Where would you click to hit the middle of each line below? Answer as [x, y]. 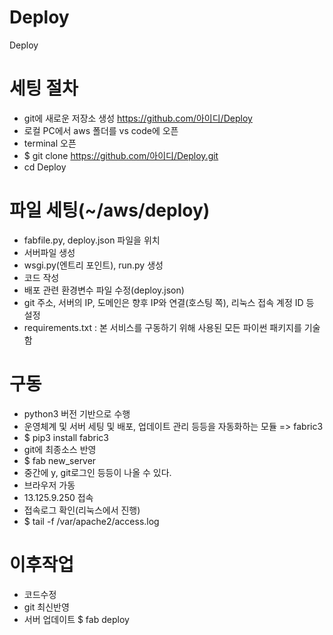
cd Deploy [45, 167]
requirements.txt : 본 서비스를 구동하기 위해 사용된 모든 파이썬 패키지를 [162, 327]
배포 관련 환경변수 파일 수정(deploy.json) [104, 290]
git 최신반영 [46, 607]
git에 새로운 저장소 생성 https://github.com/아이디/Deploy [138, 118]
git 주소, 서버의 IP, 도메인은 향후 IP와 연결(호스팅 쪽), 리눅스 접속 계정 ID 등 [169, 302]
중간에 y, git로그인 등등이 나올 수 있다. [97, 472]
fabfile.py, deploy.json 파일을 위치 [92, 240]
